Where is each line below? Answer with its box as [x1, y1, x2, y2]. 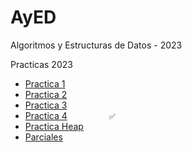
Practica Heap [24, 120, 84, 132]
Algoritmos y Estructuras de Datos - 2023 [10, 39, 183, 51]
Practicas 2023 [10, 58, 73, 70]
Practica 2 [24, 88, 68, 100]
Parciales [24, 131, 63, 143]
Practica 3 [24, 99, 68, 111]
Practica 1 [24, 77, 66, 90]
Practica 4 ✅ [24, 109, 116, 121]
